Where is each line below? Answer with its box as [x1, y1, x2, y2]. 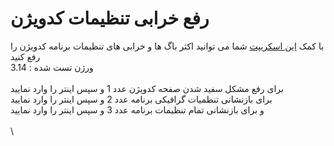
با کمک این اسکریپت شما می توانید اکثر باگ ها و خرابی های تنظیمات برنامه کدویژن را [10, 40, 325, 52]
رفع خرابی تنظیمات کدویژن [10, 7, 210, 30]
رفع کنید [10, 50, 41, 62]
